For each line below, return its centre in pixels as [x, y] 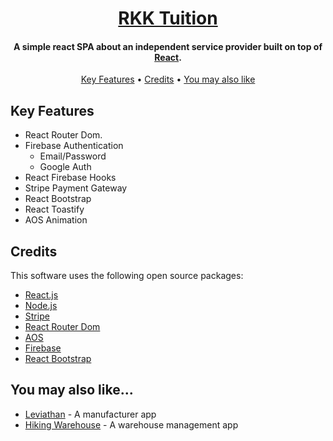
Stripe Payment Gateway [76, 188]
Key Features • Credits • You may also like [168, 79]
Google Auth [65, 167]
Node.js [41, 306]
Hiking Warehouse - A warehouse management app [131, 424]
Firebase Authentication [74, 146]
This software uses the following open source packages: [127, 276]
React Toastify [54, 209]
